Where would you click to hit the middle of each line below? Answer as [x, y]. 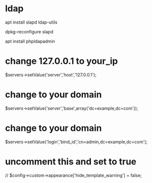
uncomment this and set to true [71, 162]
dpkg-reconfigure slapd [29, 31]
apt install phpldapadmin [30, 41]
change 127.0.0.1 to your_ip [61, 61]
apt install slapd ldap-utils [31, 22]
